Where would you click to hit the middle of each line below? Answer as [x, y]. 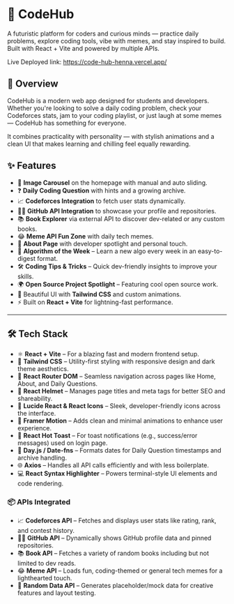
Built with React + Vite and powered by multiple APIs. [84, 48]
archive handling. [42, 458]
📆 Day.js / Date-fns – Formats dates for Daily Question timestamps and [119, 451]
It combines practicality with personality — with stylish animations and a [111, 136]
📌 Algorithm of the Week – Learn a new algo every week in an [107, 251]
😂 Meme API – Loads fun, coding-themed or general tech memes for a [120, 571]
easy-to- [210, 251]
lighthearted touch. [45, 577]
